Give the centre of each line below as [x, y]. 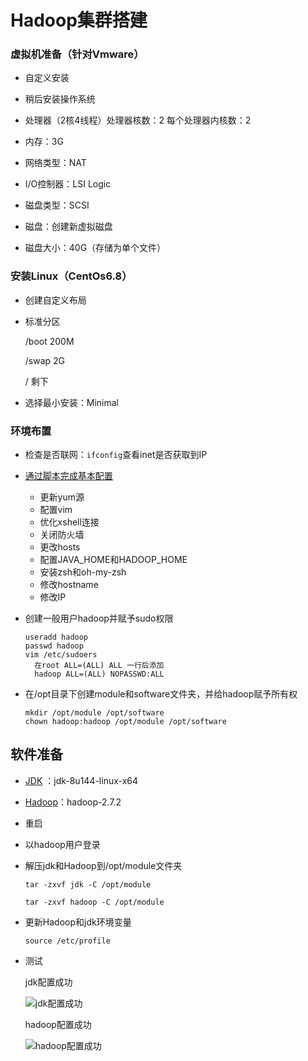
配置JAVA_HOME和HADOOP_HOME [113, 560]
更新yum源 [62, 497]
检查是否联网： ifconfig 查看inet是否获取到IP [116, 455]
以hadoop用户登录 [62, 844]
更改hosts [60, 547]
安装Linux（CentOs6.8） [71, 276]
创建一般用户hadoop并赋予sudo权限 [99, 618]
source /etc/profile [67, 941]
